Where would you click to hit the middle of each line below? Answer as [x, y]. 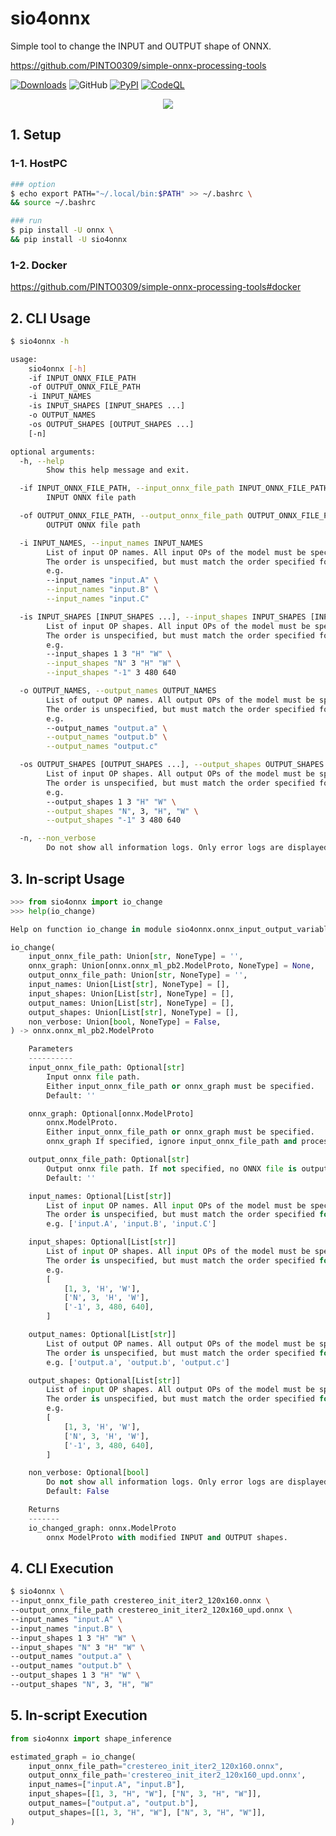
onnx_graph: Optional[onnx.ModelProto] [111, 1113]
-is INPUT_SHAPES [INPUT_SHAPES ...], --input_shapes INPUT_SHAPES [163, 617]
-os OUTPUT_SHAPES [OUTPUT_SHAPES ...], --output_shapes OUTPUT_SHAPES [172, 765]
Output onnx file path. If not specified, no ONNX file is [172, 1168]
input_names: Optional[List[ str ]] [100, 1196]
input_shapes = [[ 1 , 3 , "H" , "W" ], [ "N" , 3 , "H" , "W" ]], [145, 1794]
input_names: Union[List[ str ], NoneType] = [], [129, 985]
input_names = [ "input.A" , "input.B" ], [107, 1785]
